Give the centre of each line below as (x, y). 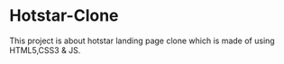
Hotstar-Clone (64, 16)
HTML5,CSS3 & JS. (45, 50)
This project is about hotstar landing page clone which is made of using (142, 41)
